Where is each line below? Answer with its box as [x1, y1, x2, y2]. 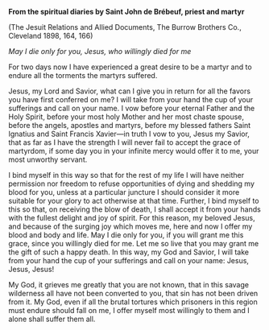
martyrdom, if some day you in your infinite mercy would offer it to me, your [8, 146, 259, 155]
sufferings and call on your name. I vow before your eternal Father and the [8, 104, 255, 113]
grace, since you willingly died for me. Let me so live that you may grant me [8, 239, 259, 248]
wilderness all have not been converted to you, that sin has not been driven [8, 289, 259, 298]
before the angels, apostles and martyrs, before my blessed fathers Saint [8, 121, 251, 130]
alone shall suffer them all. [8, 314, 96, 324]
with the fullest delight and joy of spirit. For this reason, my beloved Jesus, [8, 213, 255, 222]
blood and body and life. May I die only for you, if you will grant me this [8, 230, 244, 240]
